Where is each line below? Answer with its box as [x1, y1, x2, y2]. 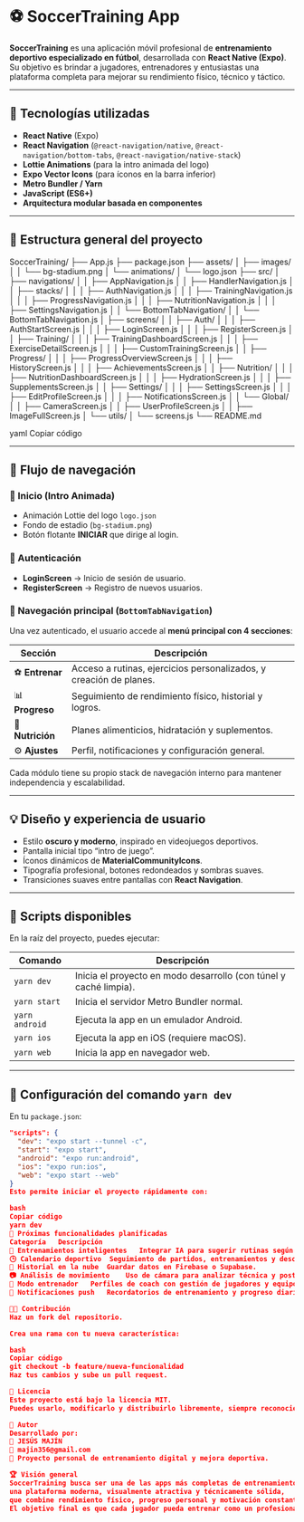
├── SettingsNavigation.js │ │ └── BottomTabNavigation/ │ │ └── [9, 304, 260, 315]
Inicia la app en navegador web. [75, 1047, 211, 1059]
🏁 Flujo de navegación [9, 462, 137, 477]
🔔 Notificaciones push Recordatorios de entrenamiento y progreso [9, 1288, 273, 1297]
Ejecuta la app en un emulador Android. [75, 1014, 242, 1027]
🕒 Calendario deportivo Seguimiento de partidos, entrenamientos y [9, 1254, 276, 1263]
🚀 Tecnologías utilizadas [9, 106, 150, 121]
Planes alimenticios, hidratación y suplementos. [71, 723, 273, 736]
